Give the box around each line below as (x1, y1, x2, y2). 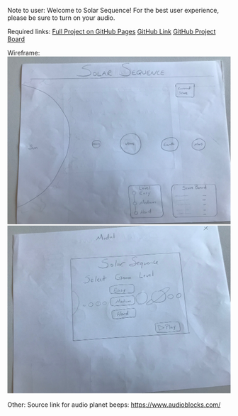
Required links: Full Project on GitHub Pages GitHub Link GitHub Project (7, 28, 216, 35)
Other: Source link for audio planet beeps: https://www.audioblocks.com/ (7, 400, 221, 409)
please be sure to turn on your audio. (7, 13, 115, 22)
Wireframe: (7, 49, 40, 57)
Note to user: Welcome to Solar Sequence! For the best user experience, (7, 6, 220, 14)
